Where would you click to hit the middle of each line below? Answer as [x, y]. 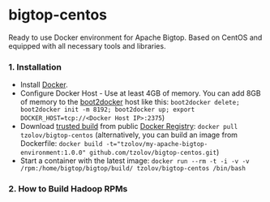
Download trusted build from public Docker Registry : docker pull [129, 127]
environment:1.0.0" [53, 153]
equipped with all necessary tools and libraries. [87, 45]
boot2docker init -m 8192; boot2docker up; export [107, 110]
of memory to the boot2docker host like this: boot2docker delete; [130, 102]
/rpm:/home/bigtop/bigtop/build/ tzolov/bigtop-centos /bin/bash [133, 169]
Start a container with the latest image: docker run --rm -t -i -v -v [135, 161]
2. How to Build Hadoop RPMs [68, 189]
